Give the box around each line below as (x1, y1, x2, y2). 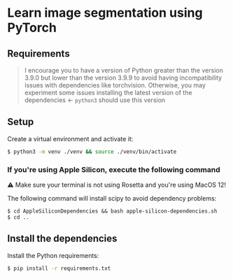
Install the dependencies (7, 233, 118, 245)
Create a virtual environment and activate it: (7, 134, 134, 143)
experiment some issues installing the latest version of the (24, 89, 192, 96)
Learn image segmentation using (7, 5, 203, 21)
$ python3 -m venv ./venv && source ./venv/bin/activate (7, 148, 177, 155)
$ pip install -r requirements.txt (7, 264, 111, 272)
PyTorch (7, 20, 57, 36)
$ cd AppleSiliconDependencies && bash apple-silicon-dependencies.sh (7, 208, 218, 215)
